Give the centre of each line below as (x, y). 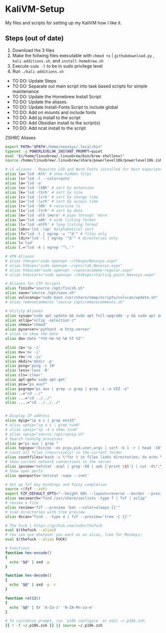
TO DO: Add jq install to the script (46, 118)
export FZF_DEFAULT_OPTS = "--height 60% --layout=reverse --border (75, 494)
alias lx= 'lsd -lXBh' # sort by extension (49, 188)
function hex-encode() (28, 553)
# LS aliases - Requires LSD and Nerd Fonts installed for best (73, 169)
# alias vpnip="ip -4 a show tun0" (42, 429)
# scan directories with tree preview (45, 512)
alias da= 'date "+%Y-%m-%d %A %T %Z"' (45, 338)
